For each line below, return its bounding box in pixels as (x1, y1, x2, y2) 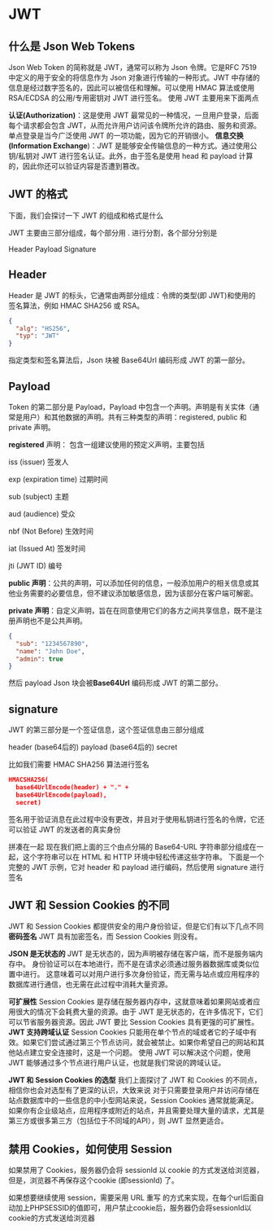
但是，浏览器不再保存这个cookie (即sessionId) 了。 (8, 1175, 179, 1185)
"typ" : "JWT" (15, 332, 60, 340)
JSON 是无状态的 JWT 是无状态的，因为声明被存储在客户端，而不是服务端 (8, 949, 256, 959)
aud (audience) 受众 (8, 508, 76, 518)
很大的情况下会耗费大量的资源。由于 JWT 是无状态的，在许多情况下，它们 (15, 1007, 263, 1017)
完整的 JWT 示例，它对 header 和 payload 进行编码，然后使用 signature (8, 862, 249, 872)
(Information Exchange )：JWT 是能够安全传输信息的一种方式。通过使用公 (8, 141, 258, 151)
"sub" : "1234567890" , (15, 639, 89, 648)
